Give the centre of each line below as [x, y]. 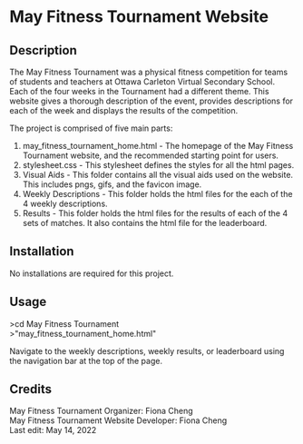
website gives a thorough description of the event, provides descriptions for [151, 101]
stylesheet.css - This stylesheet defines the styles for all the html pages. [158, 165]
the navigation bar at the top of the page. [86, 360]
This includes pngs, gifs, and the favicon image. [112, 184]
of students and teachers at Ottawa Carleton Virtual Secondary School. [142, 82]
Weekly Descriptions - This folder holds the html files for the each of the [157, 194]
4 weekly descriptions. [65, 203]
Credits [31, 389]
